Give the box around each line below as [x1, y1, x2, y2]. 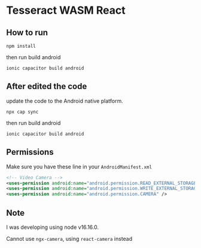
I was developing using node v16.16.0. [6, 223, 99, 231]
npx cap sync [6, 109, 39, 115]
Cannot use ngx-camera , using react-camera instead [6, 235, 133, 242]
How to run [6, 27, 48, 38]
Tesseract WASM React [6, 4, 126, 17]
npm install [6, 43, 36, 49]
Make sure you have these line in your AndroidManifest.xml [6, 163, 153, 170]
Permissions [6, 147, 54, 157]
